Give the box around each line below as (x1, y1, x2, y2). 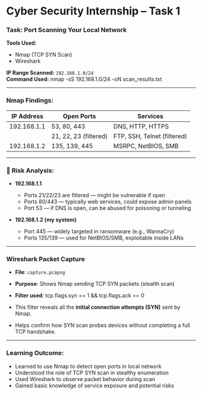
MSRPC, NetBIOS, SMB (113, 142, 179, 150)
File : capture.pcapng (14, 268, 66, 276)
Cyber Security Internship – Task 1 (6, 4, 180, 18)
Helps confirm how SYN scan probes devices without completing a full (14, 321, 191, 329)
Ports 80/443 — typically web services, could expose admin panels (23, 198, 192, 206)
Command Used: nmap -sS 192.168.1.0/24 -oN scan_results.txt (6, 75, 162, 83)
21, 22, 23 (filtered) (50, 131, 108, 140)
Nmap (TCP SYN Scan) (14, 51, 73, 58)
